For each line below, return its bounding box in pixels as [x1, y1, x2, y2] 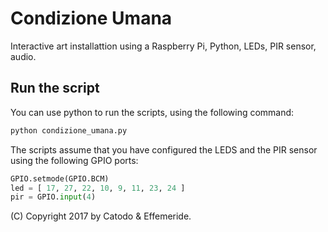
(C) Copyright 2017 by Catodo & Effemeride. [10, 210, 192, 222]
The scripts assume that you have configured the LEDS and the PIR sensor [10, 143, 318, 156]
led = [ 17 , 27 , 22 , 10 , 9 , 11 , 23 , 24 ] [10, 183, 186, 193]
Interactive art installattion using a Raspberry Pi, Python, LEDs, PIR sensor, [10, 40, 317, 52]
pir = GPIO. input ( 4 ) [10, 192, 97, 202]
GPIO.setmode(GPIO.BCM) [10, 173, 110, 184]
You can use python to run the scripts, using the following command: [10, 106, 295, 118]
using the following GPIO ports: [10, 154, 139, 166]
